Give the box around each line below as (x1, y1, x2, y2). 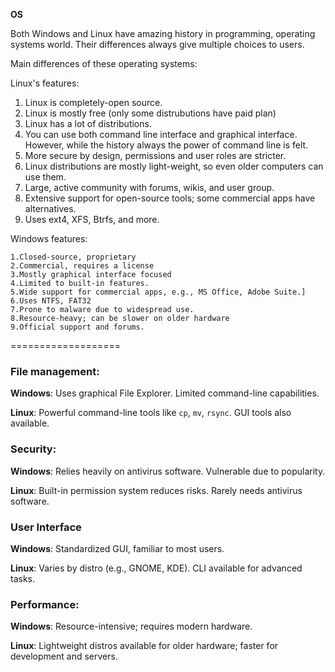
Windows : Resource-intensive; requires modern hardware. (10, 620, 253, 633)
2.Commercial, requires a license (10, 261, 155, 271)
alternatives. (24, 203, 77, 214)
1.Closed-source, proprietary (10, 252, 137, 262)
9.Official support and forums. (10, 322, 145, 332)
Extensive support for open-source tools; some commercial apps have (24, 192, 316, 204)
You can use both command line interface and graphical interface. (24, 129, 298, 140)
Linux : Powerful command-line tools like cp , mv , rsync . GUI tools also (10, 407, 292, 419)
